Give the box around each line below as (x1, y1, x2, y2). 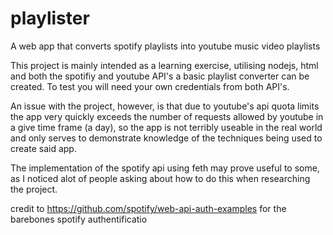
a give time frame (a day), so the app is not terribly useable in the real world (10, 121, 323, 133)
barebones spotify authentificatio (10, 213, 148, 225)
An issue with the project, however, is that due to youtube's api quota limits (10, 100, 320, 112)
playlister (10, 7, 90, 30)
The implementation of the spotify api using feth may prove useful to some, (10, 162, 320, 174)
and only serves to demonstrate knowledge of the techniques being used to (10, 132, 323, 144)
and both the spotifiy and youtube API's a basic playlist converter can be (10, 70, 310, 82)
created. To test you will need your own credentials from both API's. (10, 80, 290, 92)
